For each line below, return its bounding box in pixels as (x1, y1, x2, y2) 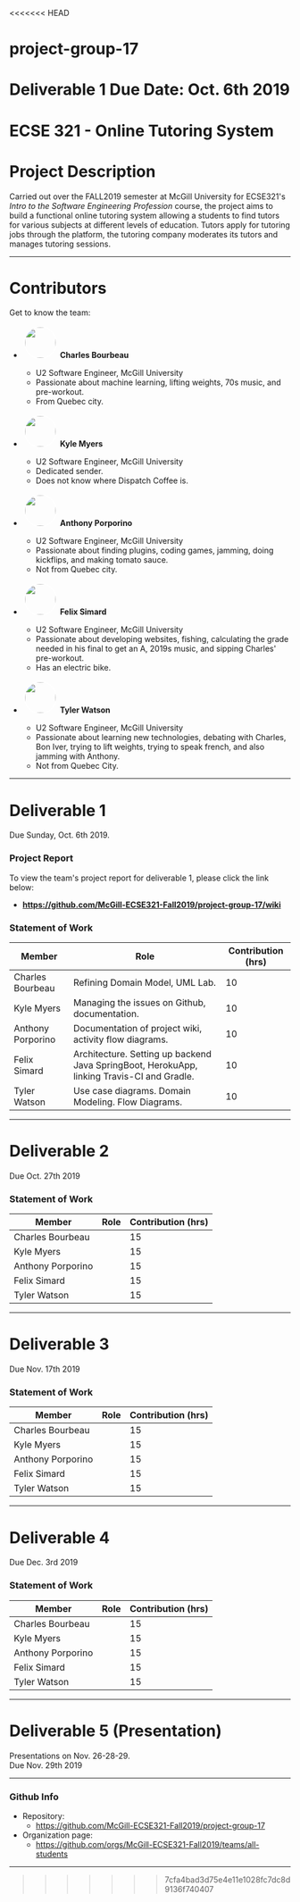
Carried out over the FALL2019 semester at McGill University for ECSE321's (9, 191, 286, 202)
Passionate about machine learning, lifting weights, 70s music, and (35, 377, 281, 388)
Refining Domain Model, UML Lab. (72, 976, 217, 989)
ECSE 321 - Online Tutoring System (9, 121, 274, 141)
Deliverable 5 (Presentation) (9, 1721, 222, 1740)
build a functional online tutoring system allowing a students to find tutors (9, 210, 279, 221)
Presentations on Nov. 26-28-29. (9, 1750, 131, 1761)
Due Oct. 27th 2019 (9, 1170, 80, 1181)
